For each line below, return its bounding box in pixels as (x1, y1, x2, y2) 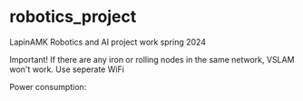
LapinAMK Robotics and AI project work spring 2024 (9, 36, 207, 47)
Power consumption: (9, 81, 87, 92)
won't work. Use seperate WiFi (9, 64, 125, 75)
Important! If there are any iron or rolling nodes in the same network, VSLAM (9, 54, 295, 65)
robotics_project (9, 6, 137, 27)
